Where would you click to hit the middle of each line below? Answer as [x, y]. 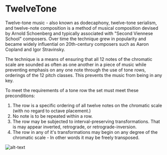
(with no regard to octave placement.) [52, 111]
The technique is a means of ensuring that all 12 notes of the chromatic [79, 59]
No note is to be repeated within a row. [53, 116]
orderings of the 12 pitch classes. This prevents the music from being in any [84, 75]
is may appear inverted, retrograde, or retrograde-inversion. [74, 127]
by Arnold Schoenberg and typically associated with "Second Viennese [79, 33]
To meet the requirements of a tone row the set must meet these [72, 90]
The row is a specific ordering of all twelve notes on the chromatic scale [87, 105]
